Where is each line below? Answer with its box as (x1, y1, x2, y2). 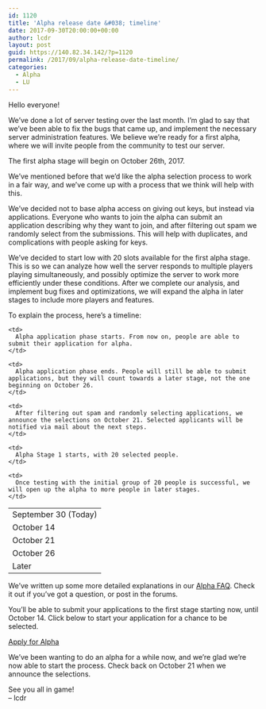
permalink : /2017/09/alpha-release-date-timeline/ (8, 56, 179, 64)
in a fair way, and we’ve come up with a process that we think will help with (8, 179, 254, 189)
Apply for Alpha (8, 637, 60, 646)
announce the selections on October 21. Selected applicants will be (8, 416, 244, 424)
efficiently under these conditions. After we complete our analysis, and (8, 278, 240, 287)
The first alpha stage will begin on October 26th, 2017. (8, 156, 185, 165)
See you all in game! (8, 684, 75, 694)
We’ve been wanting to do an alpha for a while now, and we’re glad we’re (8, 652, 247, 661)
